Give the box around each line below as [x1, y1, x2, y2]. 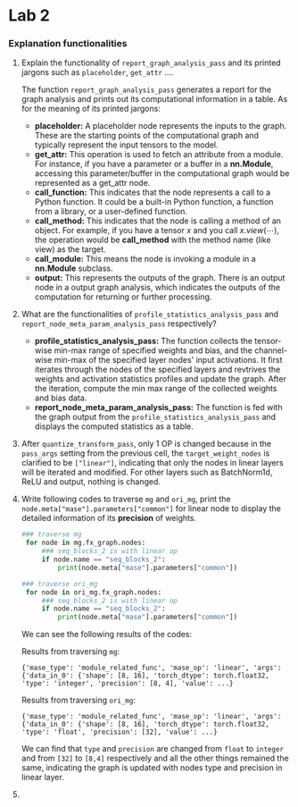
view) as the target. [34, 244, 106, 255]
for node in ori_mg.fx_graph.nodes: [25, 587, 162, 597]
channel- [254, 345, 287, 356]
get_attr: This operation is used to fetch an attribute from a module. [34, 149, 284, 160]
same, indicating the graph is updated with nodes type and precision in [21, 762, 283, 773]
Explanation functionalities [8, 38, 128, 50]
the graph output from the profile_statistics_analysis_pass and [34, 412, 277, 423]
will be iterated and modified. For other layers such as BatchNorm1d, [21, 467, 273, 478]
